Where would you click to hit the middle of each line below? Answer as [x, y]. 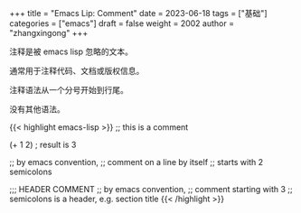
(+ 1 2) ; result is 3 [43, 144]
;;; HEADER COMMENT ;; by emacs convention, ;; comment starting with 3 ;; [151, 189]
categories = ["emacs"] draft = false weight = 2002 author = [122, 23]
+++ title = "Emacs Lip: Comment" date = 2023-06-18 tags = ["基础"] [139, 13]
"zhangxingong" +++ [49, 33]
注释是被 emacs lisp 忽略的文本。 [71, 51]
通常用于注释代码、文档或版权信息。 [77, 71]
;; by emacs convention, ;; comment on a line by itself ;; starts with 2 [136, 162]
